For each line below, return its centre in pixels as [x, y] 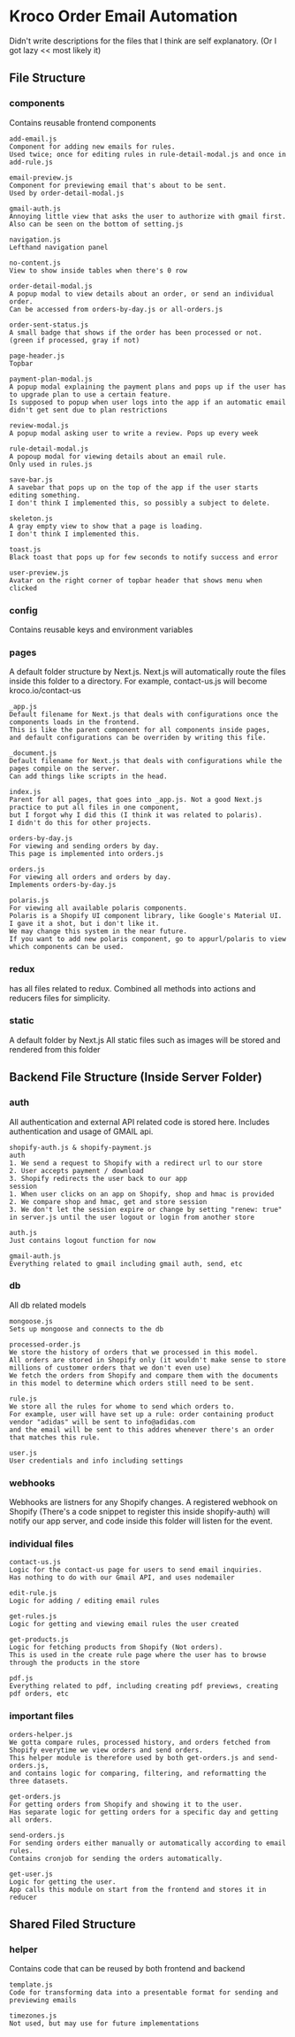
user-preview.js [39, 573]
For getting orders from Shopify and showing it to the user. [126, 1804]
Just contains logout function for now [83, 1240]
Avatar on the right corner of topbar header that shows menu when [136, 580]
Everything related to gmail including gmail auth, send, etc [126, 1263]
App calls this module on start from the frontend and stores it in [138, 1889]
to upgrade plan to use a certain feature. [91, 394]
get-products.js [39, 1640]
